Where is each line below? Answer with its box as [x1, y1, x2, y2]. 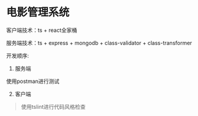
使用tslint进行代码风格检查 [20, 103, 86, 110]
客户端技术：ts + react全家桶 [6, 26, 77, 34]
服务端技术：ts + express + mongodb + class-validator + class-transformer [6, 39, 193, 46]
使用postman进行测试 [6, 78, 60, 85]
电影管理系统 [6, 5, 70, 19]
